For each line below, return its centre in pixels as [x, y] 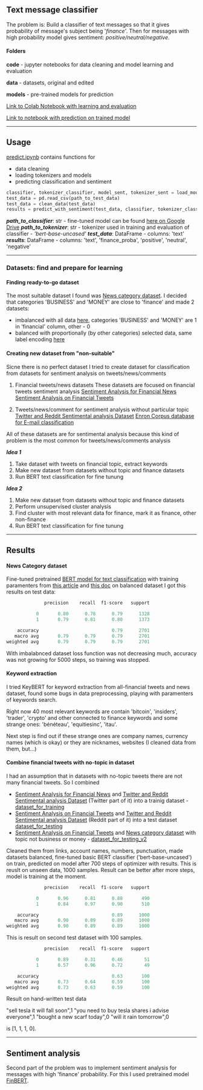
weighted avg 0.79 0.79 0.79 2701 [78, 642]
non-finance [31, 519]
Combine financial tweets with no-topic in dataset [70, 763]
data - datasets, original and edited [50, 83]
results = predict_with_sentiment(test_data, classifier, [81, 210]
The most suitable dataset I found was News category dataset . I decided [97, 296]
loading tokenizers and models [53, 175]
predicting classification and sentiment [63, 181]
